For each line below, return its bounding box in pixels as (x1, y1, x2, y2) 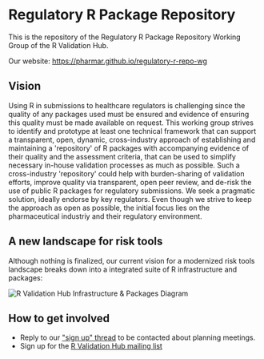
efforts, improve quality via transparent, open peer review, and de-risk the (8, 177, 252, 187)
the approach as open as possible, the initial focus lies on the (8, 203, 210, 212)
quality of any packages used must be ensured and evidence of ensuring (8, 109, 250, 119)
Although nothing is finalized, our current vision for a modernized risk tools (8, 256, 255, 265)
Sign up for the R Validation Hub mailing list (19, 341, 162, 351)
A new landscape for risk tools (8, 235, 163, 248)
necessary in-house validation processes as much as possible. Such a (8, 160, 240, 170)
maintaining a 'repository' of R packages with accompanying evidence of (8, 143, 250, 153)
